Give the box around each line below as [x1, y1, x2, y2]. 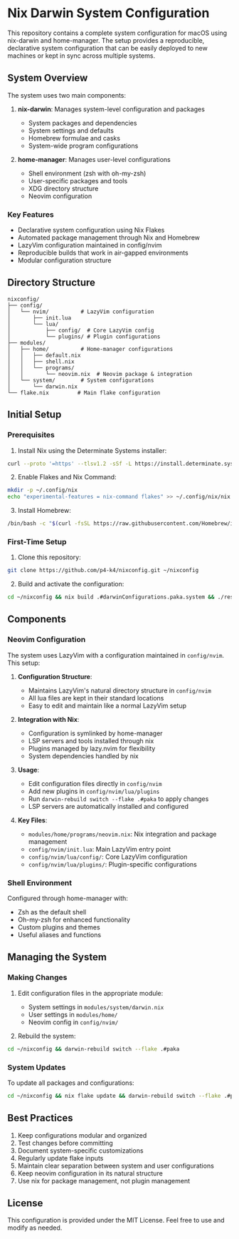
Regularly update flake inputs [17, 1153, 104, 1162]
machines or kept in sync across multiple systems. [7, 51, 155, 60]
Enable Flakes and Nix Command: [17, 473, 117, 481]
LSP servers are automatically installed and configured [28, 802, 189, 810]
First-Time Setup [7, 536, 67, 546]
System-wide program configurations [28, 141, 139, 150]
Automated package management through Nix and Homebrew [17, 233, 201, 242]
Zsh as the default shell [17, 908, 87, 917]
